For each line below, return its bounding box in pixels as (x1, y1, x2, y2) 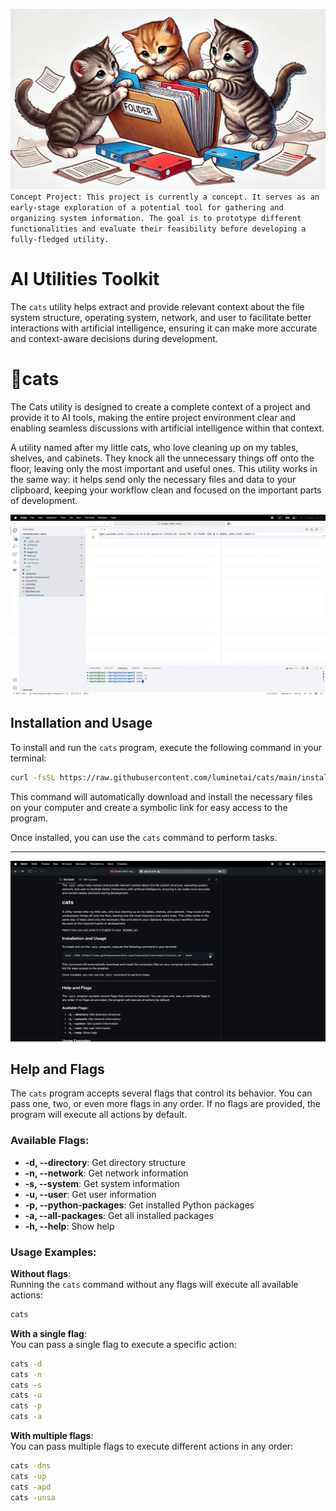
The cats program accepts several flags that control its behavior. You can (10, 1087, 313, 1099)
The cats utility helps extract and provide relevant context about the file (10, 300, 305, 313)
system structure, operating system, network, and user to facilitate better (10, 311, 312, 323)
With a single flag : (10, 1327, 87, 1339)
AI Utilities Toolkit (10, 268, 160, 291)
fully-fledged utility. (10, 234, 110, 244)
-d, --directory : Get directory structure (24, 1156, 187, 1168)
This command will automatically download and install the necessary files (10, 790, 313, 803)
